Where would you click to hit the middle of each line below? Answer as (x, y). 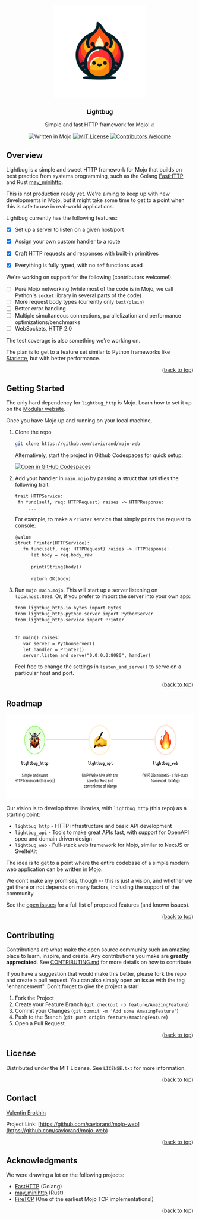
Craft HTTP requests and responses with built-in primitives (87, 253)
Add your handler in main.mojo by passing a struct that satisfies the (97, 478)
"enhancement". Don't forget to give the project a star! (73, 986)
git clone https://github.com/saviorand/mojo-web (78, 444)
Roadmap (24, 703)
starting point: (23, 814)
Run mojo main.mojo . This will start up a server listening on (86, 590)
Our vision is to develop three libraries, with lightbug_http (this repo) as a (97, 808)
